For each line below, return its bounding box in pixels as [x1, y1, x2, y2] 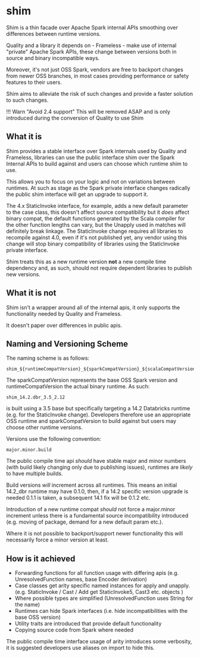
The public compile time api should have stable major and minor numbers [6, 457, 186, 465]
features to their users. [6, 79, 62, 86]
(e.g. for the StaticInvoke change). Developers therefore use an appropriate [6, 411, 191, 418]
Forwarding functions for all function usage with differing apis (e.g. [14, 569, 179, 577]
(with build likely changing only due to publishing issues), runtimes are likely [6, 463, 193, 471]
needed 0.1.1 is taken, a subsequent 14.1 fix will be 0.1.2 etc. [6, 494, 151, 502]
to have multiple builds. [6, 470, 64, 477]
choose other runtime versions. [6, 424, 83, 431]
